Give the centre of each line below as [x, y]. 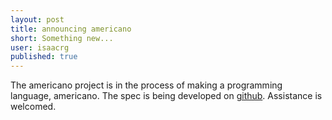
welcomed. [33, 107]
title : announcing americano [71, 29]
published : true [44, 57]
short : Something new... [62, 38]
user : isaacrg [40, 47]
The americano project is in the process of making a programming [146, 85]
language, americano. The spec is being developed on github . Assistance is [166, 96]
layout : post [37, 19]
